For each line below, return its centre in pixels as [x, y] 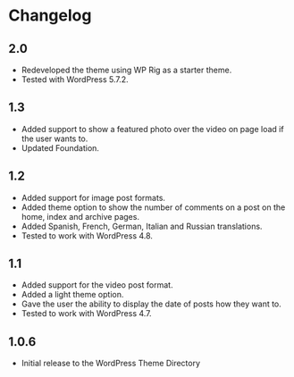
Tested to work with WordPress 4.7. [87, 314]
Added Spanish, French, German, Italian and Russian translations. [142, 226]
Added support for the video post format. [97, 285]
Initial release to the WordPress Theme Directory [111, 364]
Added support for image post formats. [93, 197]
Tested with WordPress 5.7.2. [75, 80]
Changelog [50, 16]
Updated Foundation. [60, 147]
